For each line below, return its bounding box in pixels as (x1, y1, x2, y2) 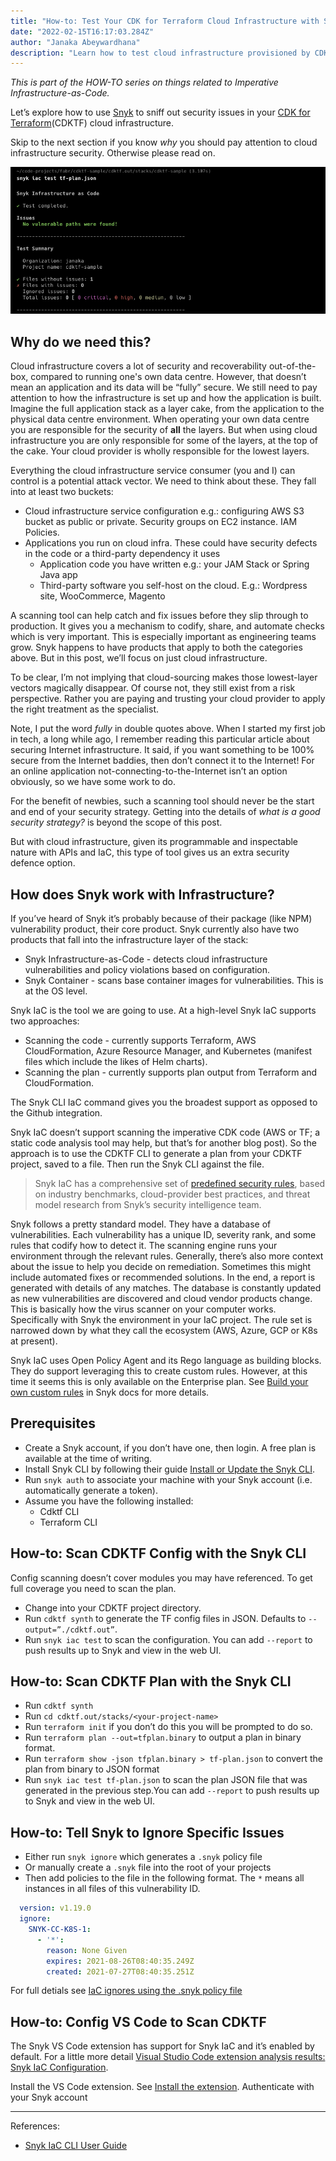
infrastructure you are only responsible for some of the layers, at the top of (10, 435, 318, 447)
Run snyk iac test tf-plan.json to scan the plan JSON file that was (24, 1774, 308, 1786)
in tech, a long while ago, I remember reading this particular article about (10, 733, 310, 745)
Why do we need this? (10, 333, 152, 350)
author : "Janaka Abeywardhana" (10, 37, 141, 47)
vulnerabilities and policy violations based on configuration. (24, 964, 271, 976)
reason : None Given (46, 1945, 128, 1955)
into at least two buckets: (10, 486, 114, 498)
